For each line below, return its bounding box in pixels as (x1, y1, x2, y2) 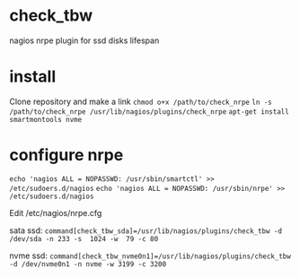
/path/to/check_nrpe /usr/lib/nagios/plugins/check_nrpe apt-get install (9, 107, 289, 117)
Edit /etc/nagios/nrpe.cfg (9, 207, 102, 218)
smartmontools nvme (9, 115, 83, 124)
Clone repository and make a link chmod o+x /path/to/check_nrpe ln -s (9, 96, 272, 107)
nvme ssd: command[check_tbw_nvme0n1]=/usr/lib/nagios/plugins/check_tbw (9, 250, 292, 261)
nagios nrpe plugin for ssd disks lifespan (9, 35, 160, 46)
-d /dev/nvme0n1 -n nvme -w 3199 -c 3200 (9, 259, 167, 269)
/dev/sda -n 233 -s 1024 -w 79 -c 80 (9, 234, 159, 243)
